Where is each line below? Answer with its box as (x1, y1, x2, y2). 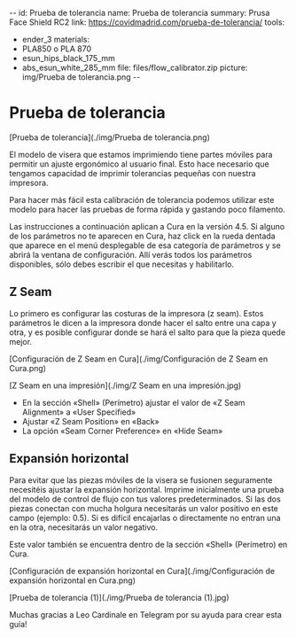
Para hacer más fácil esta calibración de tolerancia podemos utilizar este (9, 194, 275, 205)
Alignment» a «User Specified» (21, 407, 136, 417)
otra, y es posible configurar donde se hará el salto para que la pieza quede (9, 327, 286, 338)
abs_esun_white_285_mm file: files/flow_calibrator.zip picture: (21, 62, 248, 73)
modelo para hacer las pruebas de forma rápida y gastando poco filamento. (9, 204, 285, 214)
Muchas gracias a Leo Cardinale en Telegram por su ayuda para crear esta (9, 609, 282, 619)
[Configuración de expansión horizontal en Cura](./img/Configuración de (9, 565, 276, 576)
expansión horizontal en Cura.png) (9, 575, 136, 586)
